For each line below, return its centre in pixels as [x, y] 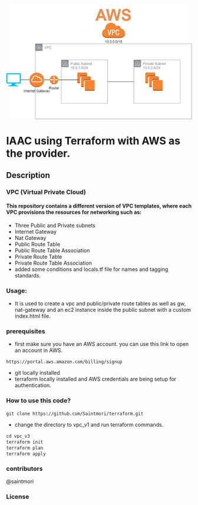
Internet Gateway [36, 232]
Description [28, 175]
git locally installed [37, 373]
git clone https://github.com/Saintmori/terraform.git [75, 414]
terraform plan [25, 448]
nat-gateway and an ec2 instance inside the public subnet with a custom [103, 310]
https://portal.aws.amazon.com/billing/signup [64, 362]
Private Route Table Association [53, 263]
